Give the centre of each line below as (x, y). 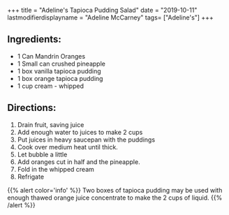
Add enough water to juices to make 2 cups (80, 132)
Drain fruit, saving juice (51, 124)
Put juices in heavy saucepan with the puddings (86, 140)
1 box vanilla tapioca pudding (59, 71)
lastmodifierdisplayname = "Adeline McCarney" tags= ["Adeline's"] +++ (111, 17)
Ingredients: (34, 39)
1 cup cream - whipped (50, 86)
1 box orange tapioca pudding (60, 78)
